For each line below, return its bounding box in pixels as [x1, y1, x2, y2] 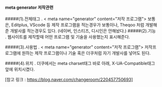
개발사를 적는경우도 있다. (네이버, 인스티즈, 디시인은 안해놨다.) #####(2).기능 [10, 28, 156, 34]
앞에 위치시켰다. [5, 66, 35, 72]
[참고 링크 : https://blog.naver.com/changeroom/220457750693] [5, 77, 133, 83]
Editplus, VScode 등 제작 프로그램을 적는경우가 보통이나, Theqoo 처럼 [11, 22, 145, 28]
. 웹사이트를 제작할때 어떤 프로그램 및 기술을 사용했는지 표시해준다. [5, 34, 131, 40]
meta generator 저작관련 [5, 4, 54, 10]
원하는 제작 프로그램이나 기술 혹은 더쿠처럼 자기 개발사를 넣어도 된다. [21, 50, 151, 56]
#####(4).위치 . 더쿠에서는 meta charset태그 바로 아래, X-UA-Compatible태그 [5, 61, 155, 66]
